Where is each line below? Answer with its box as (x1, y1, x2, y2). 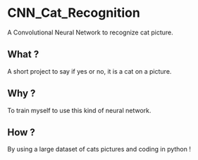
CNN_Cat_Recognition (7, 5, 141, 21)
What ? (7, 48, 39, 60)
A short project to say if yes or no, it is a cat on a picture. (7, 67, 172, 75)
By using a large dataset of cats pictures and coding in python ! (7, 145, 192, 154)
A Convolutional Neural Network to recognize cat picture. (7, 28, 174, 36)
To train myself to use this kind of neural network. (7, 106, 151, 114)
